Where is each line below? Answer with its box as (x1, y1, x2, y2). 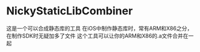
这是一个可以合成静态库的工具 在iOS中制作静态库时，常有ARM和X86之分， (6, 25, 193, 32)
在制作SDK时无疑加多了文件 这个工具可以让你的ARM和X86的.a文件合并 (6, 32, 184, 39)
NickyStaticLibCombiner (6, 4, 133, 18)
